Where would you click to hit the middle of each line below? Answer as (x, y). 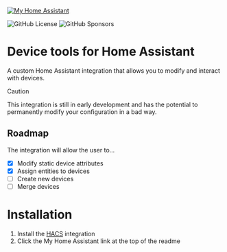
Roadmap (28, 134)
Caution (18, 91)
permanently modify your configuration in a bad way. (82, 112)
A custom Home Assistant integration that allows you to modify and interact (114, 70)
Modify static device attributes (60, 163)
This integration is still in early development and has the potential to (103, 104)
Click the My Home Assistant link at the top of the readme (98, 241)
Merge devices (38, 186)
